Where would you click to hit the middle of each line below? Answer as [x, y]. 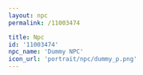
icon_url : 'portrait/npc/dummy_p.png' [73, 59]
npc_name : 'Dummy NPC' [46, 52]
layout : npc [28, 15]
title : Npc [26, 37]
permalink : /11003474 [44, 23]
